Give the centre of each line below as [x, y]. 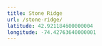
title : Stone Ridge [35, 13]
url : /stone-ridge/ [35, 20]
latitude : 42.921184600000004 [50, 26]
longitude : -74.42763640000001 [52, 32]
